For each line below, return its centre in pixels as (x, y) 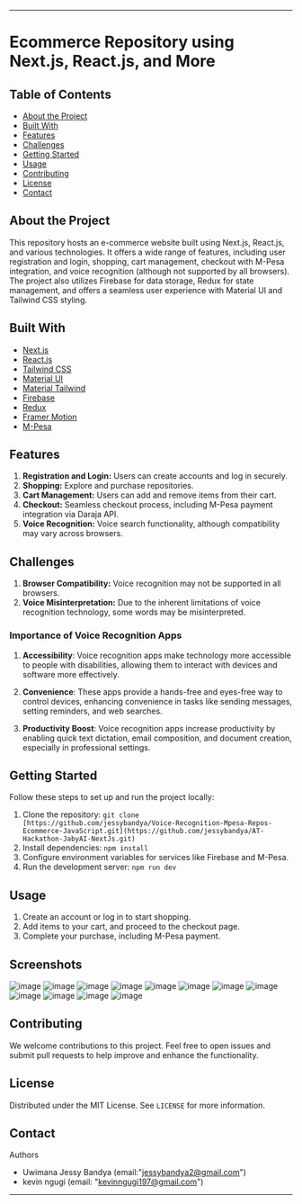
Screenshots (46, 964)
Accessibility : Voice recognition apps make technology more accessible (157, 655)
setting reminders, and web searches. (93, 711)
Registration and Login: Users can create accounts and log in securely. (155, 476)
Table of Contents (61, 94)
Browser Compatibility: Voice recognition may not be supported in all (151, 584)
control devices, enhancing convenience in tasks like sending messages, (157, 701)
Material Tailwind (54, 388)
